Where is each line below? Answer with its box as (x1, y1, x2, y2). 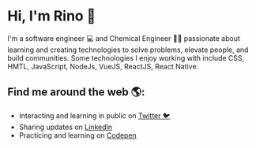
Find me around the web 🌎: (7, 86, 145, 99)
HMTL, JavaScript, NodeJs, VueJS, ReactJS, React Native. (7, 61, 199, 71)
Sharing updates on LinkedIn (18, 122, 113, 131)
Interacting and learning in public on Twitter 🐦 (18, 110, 171, 120)
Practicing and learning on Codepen (18, 130, 137, 140)
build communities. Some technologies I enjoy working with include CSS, (7, 53, 245, 62)
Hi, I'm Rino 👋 (7, 7, 96, 25)
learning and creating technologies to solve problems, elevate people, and (7, 45, 249, 54)
